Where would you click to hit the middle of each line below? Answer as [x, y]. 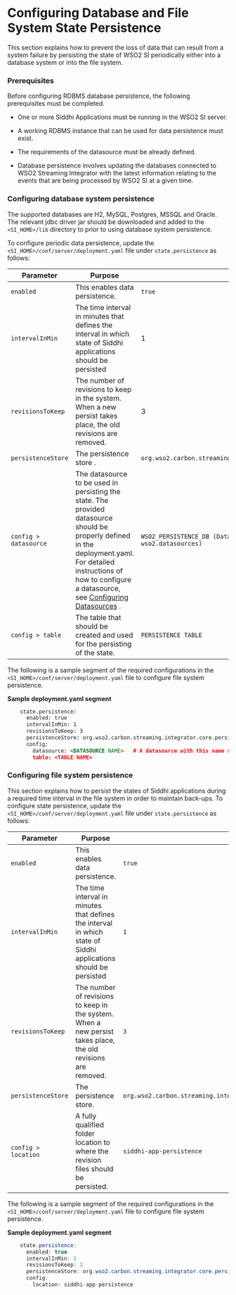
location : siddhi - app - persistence [83, 1285]
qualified [89, 1124]
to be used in [96, 483]
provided [90, 509]
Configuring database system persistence [81, 199]
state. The [92, 500]
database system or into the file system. [65, 62]
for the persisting [103, 644]
